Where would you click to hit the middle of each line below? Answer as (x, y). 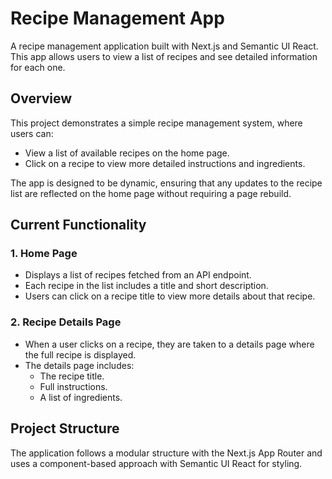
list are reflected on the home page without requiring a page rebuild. (151, 193)
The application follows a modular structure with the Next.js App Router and (166, 453)
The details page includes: (79, 365)
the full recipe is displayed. (80, 354)
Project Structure (65, 428)
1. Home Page (44, 254)
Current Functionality (78, 225)
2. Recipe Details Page (66, 322)
